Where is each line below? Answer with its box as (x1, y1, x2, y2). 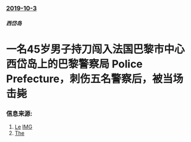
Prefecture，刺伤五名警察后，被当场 (6, 72, 184, 85)
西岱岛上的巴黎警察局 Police (6, 57, 143, 70)
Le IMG (14, 123, 32, 130)
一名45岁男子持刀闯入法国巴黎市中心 (6, 43, 185, 56)
